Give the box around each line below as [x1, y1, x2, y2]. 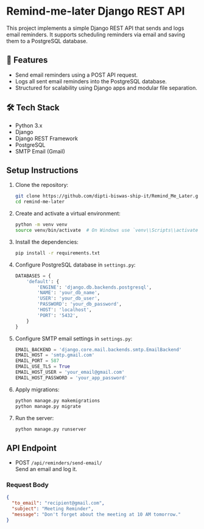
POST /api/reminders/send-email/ [15, 459, 102, 466]
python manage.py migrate [15, 403, 81, 409]
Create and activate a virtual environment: [15, 210, 121, 217]
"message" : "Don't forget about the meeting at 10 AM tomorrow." [12, 511, 181, 518]
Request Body [6, 481, 49, 489]
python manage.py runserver [15, 426, 86, 432]
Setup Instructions [6, 165, 79, 175]
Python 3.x [15, 122, 43, 129]
